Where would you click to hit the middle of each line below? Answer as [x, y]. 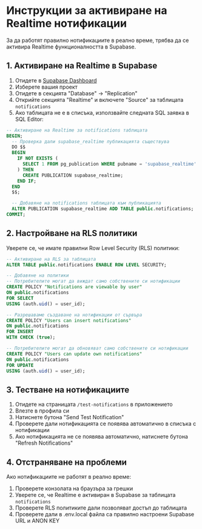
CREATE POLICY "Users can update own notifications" [74, 354]
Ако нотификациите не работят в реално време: [69, 477]
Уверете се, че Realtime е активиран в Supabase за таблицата [95, 495]
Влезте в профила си [42, 411]
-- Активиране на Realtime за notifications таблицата [77, 130]
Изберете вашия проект [46, 87]
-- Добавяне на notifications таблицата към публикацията [87, 203]
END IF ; [27, 181]
